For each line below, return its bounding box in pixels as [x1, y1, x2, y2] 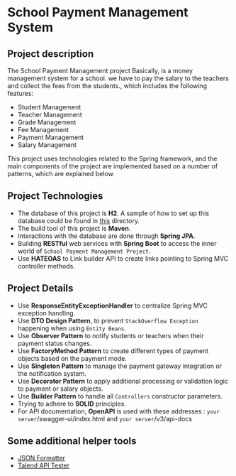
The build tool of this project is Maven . [17, 224, 131, 232]
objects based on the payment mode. [17, 354, 128, 362]
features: [7, 90, 34, 97]
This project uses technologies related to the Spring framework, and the [7, 154, 218, 163]
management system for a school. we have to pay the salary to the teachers [7, 74, 229, 82]
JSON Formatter [17, 454, 66, 463]
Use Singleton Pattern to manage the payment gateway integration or [17, 362, 222, 370]
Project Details [7, 282, 74, 295]
